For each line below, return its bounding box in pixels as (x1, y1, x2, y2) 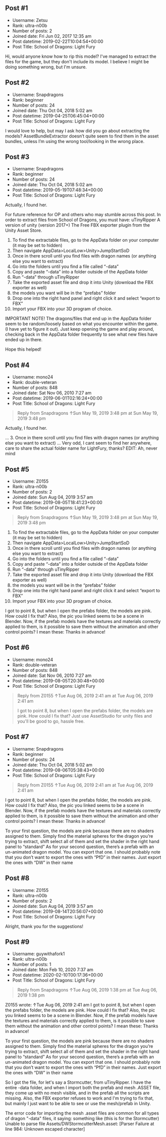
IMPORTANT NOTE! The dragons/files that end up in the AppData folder (5, 316, 152, 322)
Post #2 (5, 78, 30, 87)
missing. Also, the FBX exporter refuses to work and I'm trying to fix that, (5, 1095, 154, 1101)
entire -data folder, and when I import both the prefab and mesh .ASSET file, (5, 1085, 161, 1091)
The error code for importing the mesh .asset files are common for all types (5, 1110, 160, 1116)
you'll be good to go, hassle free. (17, 718, 85, 724)
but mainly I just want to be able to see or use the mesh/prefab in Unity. (5, 1101, 151, 1107)
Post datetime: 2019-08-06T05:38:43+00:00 (12, 767, 105, 773)
